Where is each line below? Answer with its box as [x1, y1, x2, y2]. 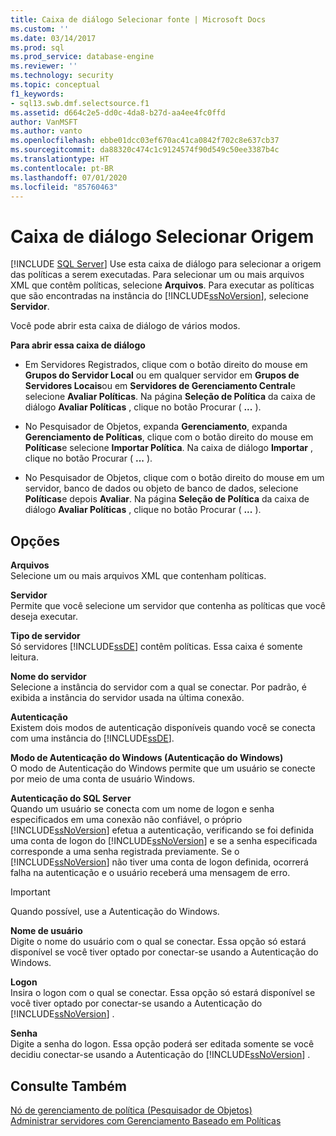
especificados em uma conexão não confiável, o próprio [10, 814, 243, 826]
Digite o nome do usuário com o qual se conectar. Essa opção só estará [10, 936, 307, 948]
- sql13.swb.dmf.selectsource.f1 [10, 98, 150, 108]
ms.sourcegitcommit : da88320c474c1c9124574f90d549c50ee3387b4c [10, 145, 280, 155]
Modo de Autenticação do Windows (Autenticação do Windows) [10, 752, 284, 764]
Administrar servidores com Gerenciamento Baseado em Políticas [10, 1114, 282, 1126]
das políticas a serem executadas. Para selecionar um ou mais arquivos [10, 269, 305, 281]
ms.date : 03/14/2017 [10, 33, 97, 43]
